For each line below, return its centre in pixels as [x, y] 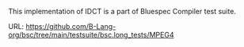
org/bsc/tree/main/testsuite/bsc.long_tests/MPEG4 [91, 35]
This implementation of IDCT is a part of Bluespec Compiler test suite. [122, 11]
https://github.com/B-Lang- [71, 26]
